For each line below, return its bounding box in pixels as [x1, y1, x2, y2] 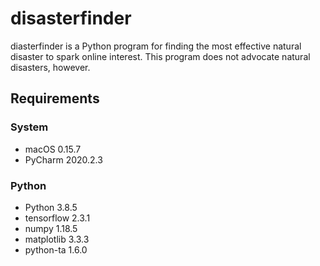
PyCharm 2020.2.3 [24, 153, 103, 166]
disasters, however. [10, 61, 91, 73]
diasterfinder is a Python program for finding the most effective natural [10, 40, 302, 52]
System [10, 120, 49, 134]
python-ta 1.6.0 [24, 243, 88, 256]
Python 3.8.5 [24, 201, 78, 213]
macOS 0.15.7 [24, 143, 82, 155]
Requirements [10, 90, 100, 107]
